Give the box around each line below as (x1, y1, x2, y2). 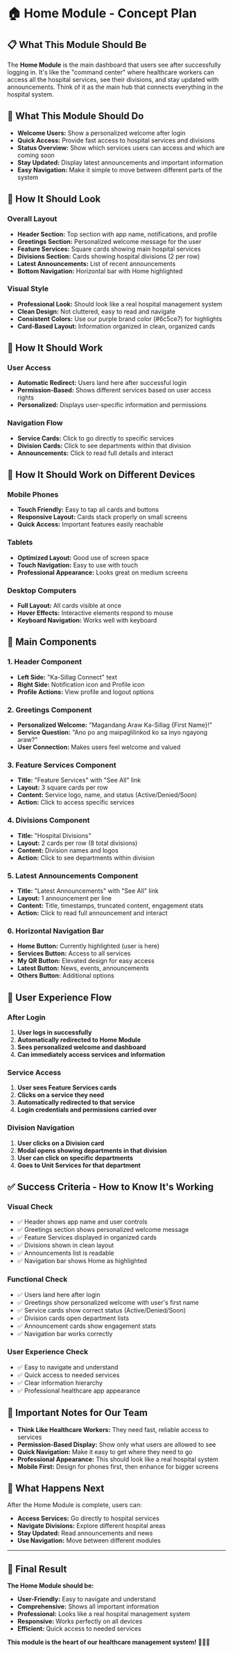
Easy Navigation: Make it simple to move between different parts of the (17, 165, 223, 174)
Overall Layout (7, 214, 58, 224)
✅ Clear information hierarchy (17, 1379, 103, 1387)
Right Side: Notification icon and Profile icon (17, 680, 145, 689)
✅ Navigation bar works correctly (17, 1329, 113, 1338)
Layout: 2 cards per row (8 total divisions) (17, 839, 138, 847)
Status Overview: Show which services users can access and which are (17, 143, 225, 151)
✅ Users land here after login (17, 1290, 101, 1299)
